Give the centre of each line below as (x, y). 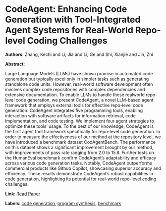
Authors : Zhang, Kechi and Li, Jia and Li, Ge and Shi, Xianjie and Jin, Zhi (79, 54)
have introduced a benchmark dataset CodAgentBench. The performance (81, 142)
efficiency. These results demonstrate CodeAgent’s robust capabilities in (79, 173)
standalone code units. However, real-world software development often (79, 84)
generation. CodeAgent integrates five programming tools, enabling (74, 110)
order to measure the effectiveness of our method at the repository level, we (83, 137)
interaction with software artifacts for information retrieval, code (71, 115)
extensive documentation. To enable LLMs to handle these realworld (75, 95)
